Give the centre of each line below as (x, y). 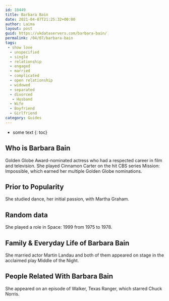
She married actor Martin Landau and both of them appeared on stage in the (85, 255)
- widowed (20, 85)
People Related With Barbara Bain (59, 277)
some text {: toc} (30, 132)
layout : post (19, 29)
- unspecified (24, 52)
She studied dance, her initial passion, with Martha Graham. (67, 199)
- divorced (21, 94)
